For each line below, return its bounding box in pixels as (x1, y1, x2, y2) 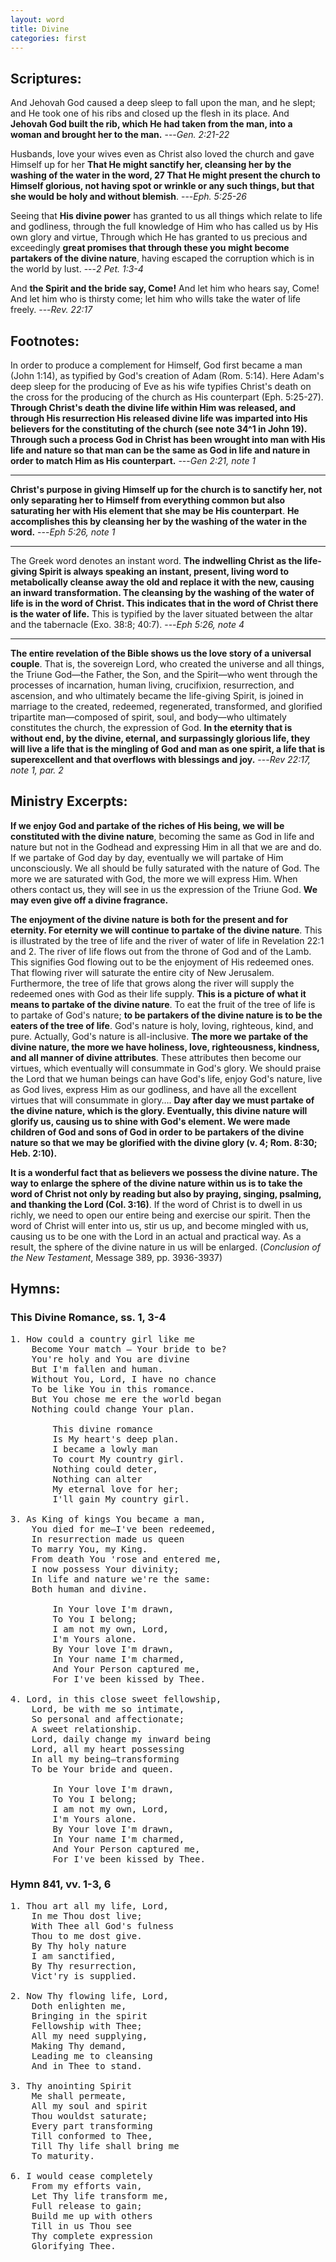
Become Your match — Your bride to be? (31, 1343, 227, 1355)
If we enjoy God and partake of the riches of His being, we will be (10, 819, 285, 831)
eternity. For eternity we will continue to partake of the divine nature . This (10, 924, 323, 936)
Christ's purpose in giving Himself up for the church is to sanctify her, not (10, 484, 323, 495)
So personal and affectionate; (31, 1713, 185, 1725)
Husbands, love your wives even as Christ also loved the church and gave (10, 148, 315, 160)
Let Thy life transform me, (31, 2190, 169, 2201)
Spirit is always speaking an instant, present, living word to (38, 566, 290, 577)
